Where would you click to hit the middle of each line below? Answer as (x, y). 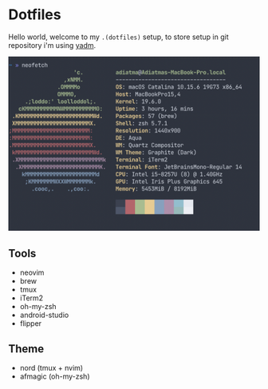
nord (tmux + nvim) (51, 368)
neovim (32, 272)
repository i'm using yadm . (52, 45)
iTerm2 (32, 298)
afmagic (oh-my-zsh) (55, 376)
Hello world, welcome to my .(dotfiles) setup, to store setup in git (118, 37)
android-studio (44, 315)
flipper (31, 324)
